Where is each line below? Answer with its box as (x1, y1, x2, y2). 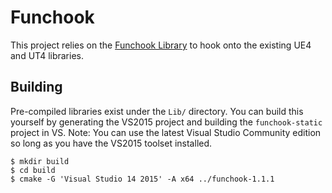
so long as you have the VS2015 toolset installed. (10, 137, 213, 149)
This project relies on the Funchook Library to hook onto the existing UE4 (10, 39, 312, 51)
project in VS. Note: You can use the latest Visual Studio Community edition (10, 126, 322, 138)
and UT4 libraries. (10, 49, 84, 61)
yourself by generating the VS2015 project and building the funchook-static (10, 116, 323, 128)
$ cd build (10, 165, 56, 175)
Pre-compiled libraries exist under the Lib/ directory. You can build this (10, 105, 304, 117)
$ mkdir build (10, 156, 70, 166)
